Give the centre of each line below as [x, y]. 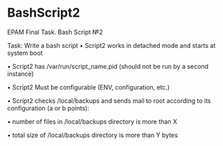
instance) [20, 74]
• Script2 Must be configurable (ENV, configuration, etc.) [89, 87]
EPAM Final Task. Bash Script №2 [55, 32]
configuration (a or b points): [48, 108]
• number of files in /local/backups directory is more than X [92, 121]
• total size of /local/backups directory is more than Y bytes [93, 135]
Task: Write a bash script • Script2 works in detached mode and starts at [111, 45]
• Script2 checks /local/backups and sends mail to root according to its [109, 100]
